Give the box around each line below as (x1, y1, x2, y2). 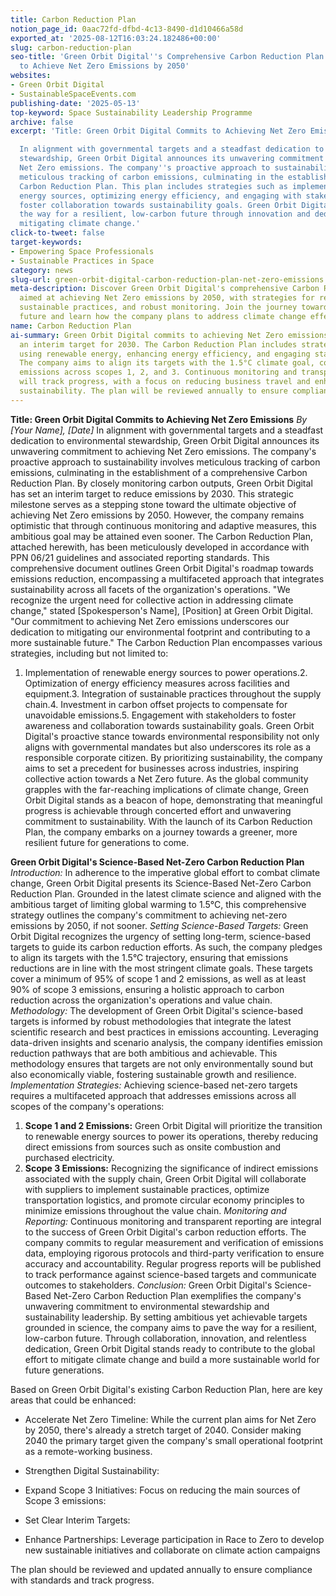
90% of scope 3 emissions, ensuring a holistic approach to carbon (10, 983, 285, 995)
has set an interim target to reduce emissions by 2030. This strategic (10, 487, 294, 500)
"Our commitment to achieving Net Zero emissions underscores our (10, 615, 290, 627)
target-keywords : (10, 237, 83, 247)
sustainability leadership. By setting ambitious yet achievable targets (24, 1311, 308, 1323)
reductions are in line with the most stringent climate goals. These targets (10, 962, 313, 974)
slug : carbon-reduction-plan (10, 42, 132, 53)
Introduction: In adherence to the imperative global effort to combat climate (10, 866, 321, 878)
